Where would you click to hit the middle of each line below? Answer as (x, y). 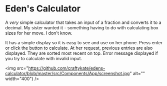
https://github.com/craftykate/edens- (67, 68)
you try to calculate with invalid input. (44, 58)
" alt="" (137, 73)
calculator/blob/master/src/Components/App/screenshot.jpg (67, 73)
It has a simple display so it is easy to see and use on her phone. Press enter (84, 42)
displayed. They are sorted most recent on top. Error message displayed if (82, 53)
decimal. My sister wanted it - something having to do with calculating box (82, 27)
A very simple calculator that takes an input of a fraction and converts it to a (83, 22)
